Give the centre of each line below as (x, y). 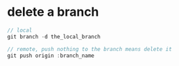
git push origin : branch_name (51, 56)
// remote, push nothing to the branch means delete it (89, 49)
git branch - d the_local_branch (54, 36)
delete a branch (53, 12)
